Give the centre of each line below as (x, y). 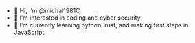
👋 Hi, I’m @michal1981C (47, 11)
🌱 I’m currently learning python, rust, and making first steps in (101, 25)
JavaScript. (30, 32)
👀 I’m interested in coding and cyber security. (78, 18)
